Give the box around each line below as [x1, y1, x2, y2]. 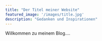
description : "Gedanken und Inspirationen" [5, 16, 98, 21]
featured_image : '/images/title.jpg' [5, 12, 84, 17]
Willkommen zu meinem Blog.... [5, 30, 70, 36]
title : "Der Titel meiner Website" [5, 7, 80, 12]
